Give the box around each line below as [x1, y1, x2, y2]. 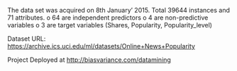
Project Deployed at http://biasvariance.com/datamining [7, 56, 172, 64]
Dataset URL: [7, 34, 46, 43]
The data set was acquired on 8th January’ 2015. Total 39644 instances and [7, 6, 231, 14]
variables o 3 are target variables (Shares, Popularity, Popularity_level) [7, 21, 213, 29]
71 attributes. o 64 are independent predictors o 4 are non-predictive [7, 13, 209, 22]
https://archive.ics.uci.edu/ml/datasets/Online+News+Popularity [7, 42, 195, 50]
